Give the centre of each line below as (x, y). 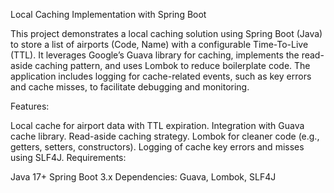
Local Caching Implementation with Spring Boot (108, 14)
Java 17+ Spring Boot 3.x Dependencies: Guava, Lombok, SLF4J (143, 177)
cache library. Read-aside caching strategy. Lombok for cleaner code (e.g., (165, 136)
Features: (30, 106)
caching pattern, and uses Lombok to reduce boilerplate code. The (172, 65)
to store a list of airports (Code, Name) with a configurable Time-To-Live (159, 44)
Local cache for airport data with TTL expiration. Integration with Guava (157, 125)
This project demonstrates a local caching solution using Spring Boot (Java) (166, 33)
